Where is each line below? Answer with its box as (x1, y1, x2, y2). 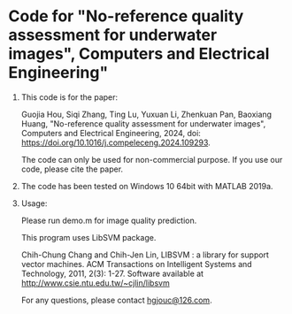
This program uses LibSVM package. (20, 232, 157, 242)
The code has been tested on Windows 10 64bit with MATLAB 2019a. (20, 180, 273, 191)
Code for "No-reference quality (8, 6, 244, 27)
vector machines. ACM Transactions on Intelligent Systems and (20, 258, 253, 269)
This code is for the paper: (20, 91, 119, 103)
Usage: (20, 197, 48, 209)
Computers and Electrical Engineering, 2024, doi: (20, 127, 201, 138)
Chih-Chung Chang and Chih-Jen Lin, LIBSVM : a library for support (20, 249, 269, 260)
